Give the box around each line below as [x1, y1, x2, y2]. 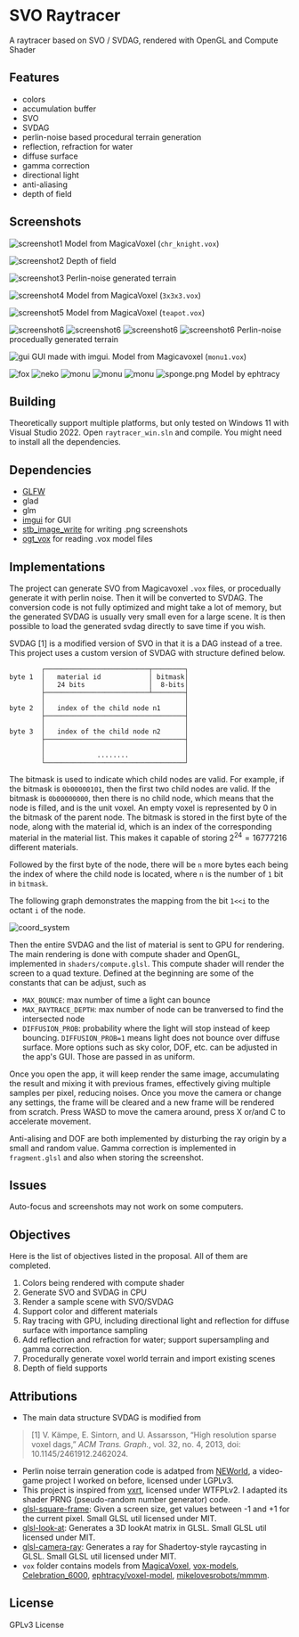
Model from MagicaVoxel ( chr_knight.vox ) [64, 238, 220, 249]
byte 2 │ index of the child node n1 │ [9, 704, 190, 713]
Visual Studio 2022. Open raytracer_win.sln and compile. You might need [9, 427, 282, 438]
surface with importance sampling [21, 1325, 149, 1336]
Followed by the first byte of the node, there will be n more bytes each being [9, 859, 289, 870]
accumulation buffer [21, 103, 96, 114]
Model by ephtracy [210, 368, 280, 379]
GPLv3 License [9, 1619, 65, 1630]
